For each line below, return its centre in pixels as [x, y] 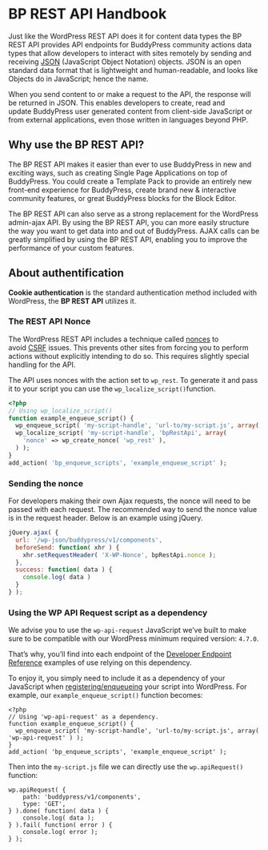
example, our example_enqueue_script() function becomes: [106, 695]
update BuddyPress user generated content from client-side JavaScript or [130, 111]
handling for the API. [42, 365]
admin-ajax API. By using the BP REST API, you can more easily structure [129, 222]
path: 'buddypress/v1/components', [82, 797]
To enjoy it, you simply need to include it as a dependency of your [117, 679]
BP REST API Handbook [88, 14]
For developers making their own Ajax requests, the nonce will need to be [130, 501]
